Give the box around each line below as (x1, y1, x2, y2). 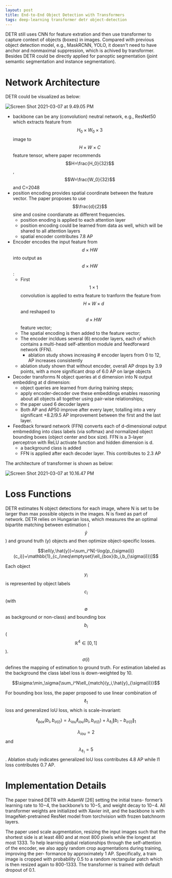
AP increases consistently (28, 357, 83, 364)
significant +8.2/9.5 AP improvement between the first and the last (20, 412, 161, 418)
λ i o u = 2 (77, 729, 95, 736)
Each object (5, 563, 31, 569)
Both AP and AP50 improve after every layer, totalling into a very (20, 407, 156, 413)
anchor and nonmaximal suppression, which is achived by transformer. (5, 47, 155, 54)
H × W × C (79, 145, 101, 151)
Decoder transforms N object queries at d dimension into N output (12, 374, 153, 380)
